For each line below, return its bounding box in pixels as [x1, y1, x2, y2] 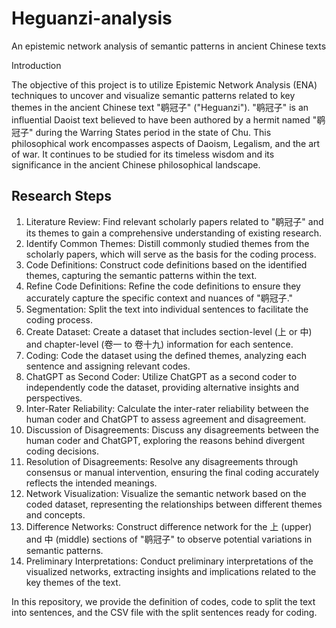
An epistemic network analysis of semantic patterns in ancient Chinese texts [11, 40, 327, 52]
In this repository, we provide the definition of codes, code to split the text [11, 595, 316, 607]
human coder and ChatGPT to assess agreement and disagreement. [25, 413, 307, 425]
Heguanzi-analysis [11, 7, 173, 30]
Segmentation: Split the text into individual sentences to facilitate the [25, 303, 309, 315]
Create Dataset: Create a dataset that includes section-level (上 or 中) [25, 325, 313, 337]
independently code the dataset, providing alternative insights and [25, 381, 299, 393]
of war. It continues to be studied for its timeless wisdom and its [11, 148, 275, 160]
